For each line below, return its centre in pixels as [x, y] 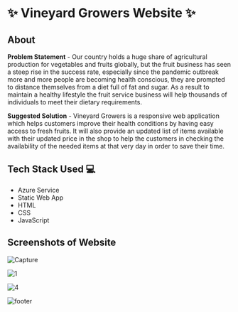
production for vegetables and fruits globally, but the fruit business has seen [119, 64]
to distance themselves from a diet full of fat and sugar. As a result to [108, 87]
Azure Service [38, 190]
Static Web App [40, 198]
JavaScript [33, 220]
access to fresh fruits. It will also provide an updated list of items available [115, 131]
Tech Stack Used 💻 [52, 170]
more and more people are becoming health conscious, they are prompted [116, 79]
